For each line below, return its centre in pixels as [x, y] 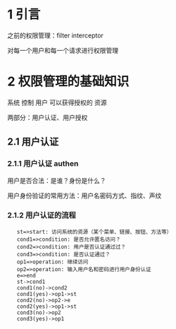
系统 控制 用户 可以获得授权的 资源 [57, 102]
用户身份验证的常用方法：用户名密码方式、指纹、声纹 [84, 196]
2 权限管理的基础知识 [68, 82]
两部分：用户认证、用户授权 [48, 117]
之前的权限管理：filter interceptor [56, 35]
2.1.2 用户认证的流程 [42, 215]
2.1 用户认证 [33, 142]
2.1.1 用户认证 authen [43, 164]
